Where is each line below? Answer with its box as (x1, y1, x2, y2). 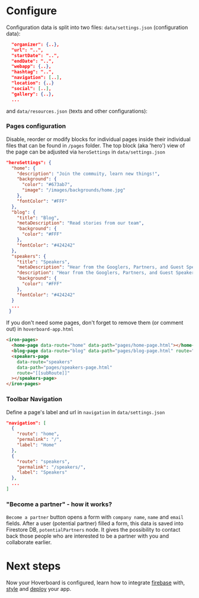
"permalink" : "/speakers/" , (17, 464, 86, 470)
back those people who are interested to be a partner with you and (6, 532, 169, 540)
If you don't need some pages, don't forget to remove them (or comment (6, 319, 184, 327)
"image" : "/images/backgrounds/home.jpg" (21, 187, 126, 193)
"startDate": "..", (11, 52, 60, 59)
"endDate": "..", (11, 58, 54, 64)
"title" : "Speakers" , (17, 259, 70, 265)
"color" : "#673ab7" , (21, 182, 73, 188)
